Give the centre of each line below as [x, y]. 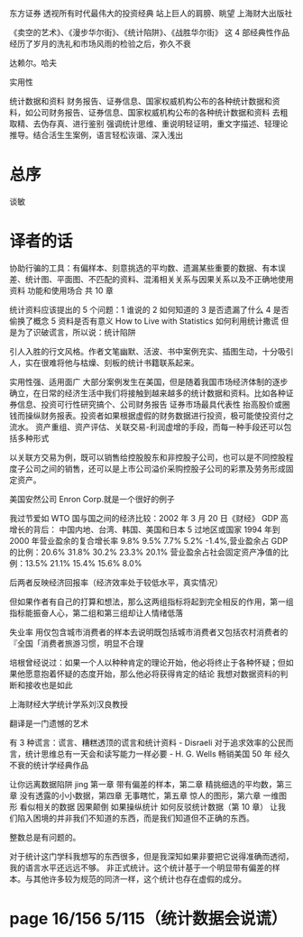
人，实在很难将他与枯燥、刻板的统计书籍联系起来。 [104, 363]
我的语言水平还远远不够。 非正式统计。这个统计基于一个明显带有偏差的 [141, 868]
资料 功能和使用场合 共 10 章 [62, 290]
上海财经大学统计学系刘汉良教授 [69, 704]
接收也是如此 [49, 684]
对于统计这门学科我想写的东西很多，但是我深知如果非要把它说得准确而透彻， [151, 856]
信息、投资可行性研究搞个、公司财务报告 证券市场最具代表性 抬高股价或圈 [153, 404]
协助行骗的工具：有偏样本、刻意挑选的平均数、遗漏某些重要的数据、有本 [143, 268]
